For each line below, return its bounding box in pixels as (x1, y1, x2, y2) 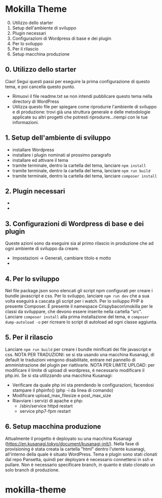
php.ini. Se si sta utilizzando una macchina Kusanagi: (5, 373, 113, 378)
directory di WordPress (12, 98, 60, 104)
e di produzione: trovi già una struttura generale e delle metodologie (12, 109, 151, 115)
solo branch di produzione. (5, 467, 60, 473)
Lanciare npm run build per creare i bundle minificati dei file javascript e (5, 346, 152, 352)
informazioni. (12, 119, 39, 125)
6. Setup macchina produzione (5, 422, 101, 431)
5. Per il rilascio (5, 333, 53, 342)
